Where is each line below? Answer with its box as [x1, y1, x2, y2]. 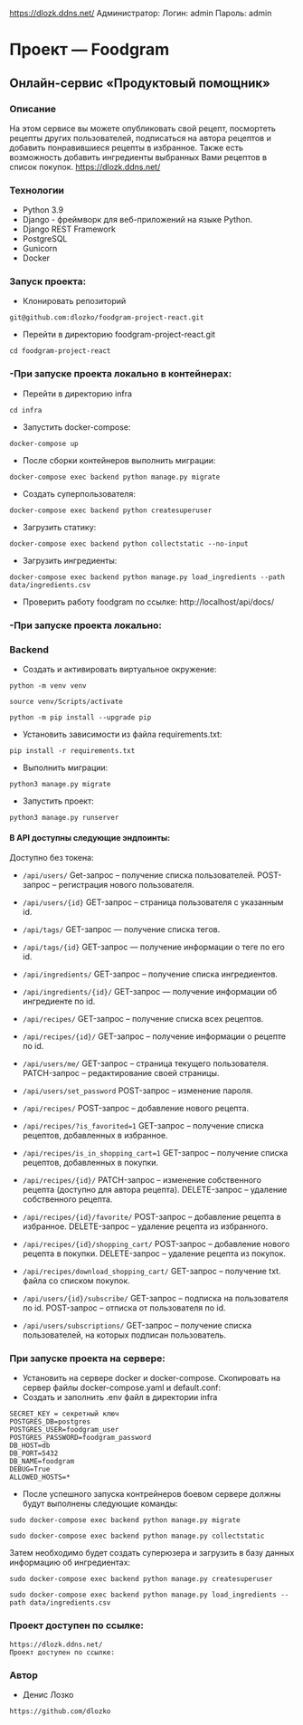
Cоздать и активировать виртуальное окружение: [22, 663, 217, 674]
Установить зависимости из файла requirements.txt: [22, 729, 223, 739]
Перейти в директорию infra [22, 388, 133, 399]
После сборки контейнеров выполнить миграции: [22, 454, 216, 465]
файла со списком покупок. [22, 1275, 131, 1286]
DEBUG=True [9, 1465, 51, 1474]
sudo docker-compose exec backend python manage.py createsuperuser [9, 1575, 273, 1584]
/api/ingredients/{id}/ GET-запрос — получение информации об [22, 986, 278, 997]
